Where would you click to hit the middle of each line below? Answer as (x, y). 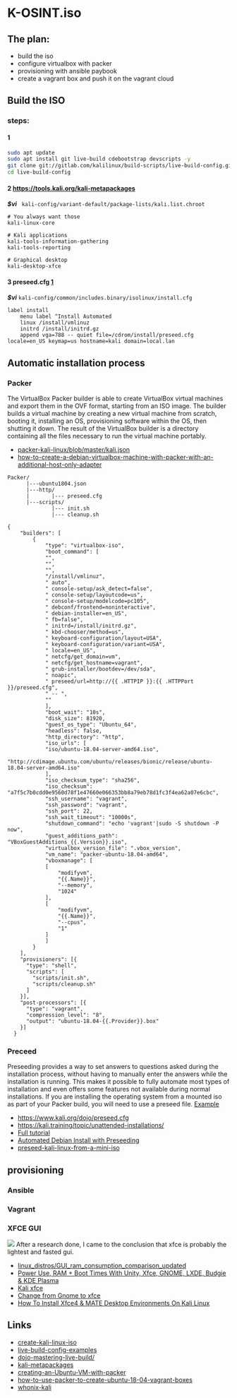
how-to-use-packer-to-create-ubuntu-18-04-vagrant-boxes (105, 1380)
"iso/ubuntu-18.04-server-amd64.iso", (102, 750)
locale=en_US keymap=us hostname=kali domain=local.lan (91, 341)
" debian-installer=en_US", (86, 614)
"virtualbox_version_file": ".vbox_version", (113, 849)
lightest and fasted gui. (41, 1252)
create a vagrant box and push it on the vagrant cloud (96, 78)
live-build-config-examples (57, 1349)
